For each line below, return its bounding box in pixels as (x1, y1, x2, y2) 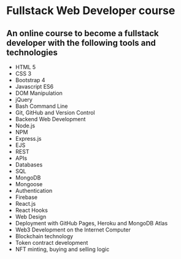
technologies (6, 47, 58, 58)
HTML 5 (15, 64, 36, 70)
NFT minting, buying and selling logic (15, 246, 110, 253)
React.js (15, 200, 36, 207)
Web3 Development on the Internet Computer (15, 226, 131, 233)
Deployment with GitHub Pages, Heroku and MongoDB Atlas (15, 220, 168, 227)
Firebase (15, 193, 38, 201)
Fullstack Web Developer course (6, 4, 175, 18)
